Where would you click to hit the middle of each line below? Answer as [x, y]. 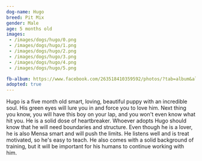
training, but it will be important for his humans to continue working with [95, 147]
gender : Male [23, 23]
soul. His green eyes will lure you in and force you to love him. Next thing [96, 108]
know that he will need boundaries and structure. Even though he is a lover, [99, 127]
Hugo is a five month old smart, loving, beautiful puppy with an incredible [97, 102]
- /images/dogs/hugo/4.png [43, 62]
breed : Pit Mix [25, 17]
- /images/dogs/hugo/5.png [43, 68]
